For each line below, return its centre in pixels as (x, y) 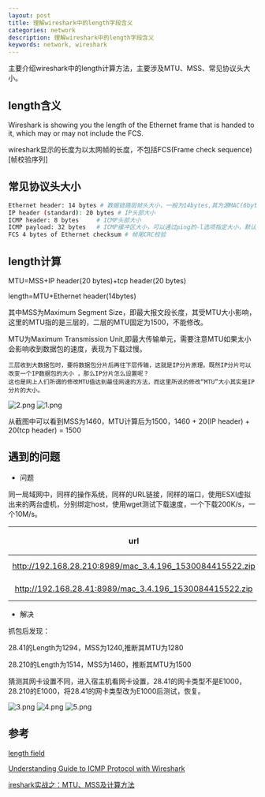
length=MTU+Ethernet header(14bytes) (72, 296)
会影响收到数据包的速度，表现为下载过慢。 (77, 349)
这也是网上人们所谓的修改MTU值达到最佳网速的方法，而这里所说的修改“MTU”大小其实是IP (131, 382)
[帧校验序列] (28, 159)
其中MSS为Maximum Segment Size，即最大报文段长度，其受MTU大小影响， (132, 312)
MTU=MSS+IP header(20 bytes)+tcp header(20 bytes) (97, 280)
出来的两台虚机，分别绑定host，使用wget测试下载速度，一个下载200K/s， (129, 504)
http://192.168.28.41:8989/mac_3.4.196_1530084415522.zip (134, 589)
